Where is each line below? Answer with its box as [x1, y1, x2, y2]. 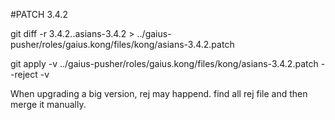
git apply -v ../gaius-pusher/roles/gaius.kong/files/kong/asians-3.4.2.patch [10, 58, 319, 69]
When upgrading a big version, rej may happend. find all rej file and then [10, 88, 308, 99]
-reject [10, 69, 38, 80]
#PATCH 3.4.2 [10, 9, 68, 20]
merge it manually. [10, 99, 87, 110]
